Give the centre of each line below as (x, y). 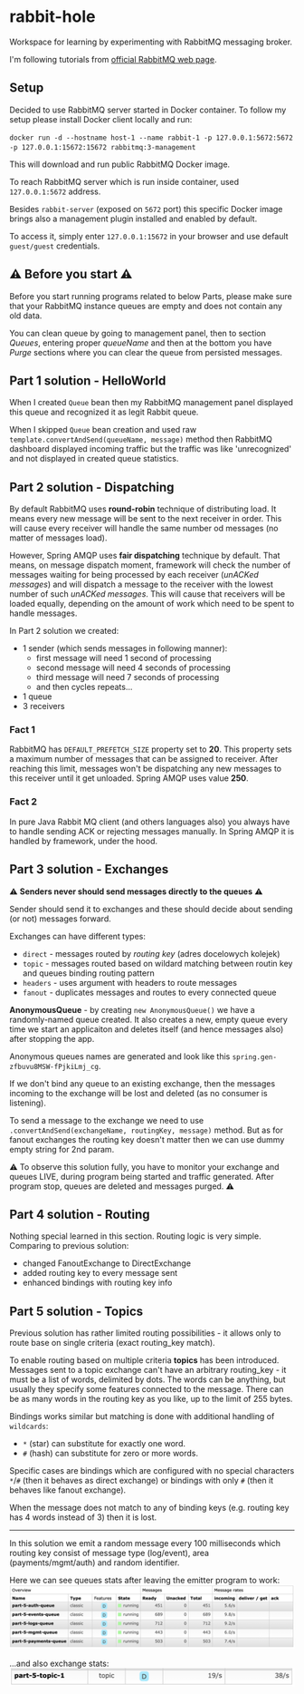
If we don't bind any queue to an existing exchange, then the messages (142, 1083)
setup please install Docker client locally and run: (101, 119)
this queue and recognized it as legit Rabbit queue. (104, 412)
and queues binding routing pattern (89, 973)
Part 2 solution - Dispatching (92, 487)
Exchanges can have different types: (78, 936)
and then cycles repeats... (84, 687)
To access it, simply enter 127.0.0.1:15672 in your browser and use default (149, 236)
